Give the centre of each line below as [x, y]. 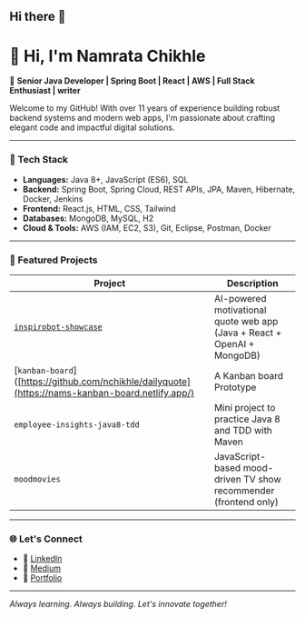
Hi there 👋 [38, 17]
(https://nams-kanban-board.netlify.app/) [104, 393]
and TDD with [243, 430]
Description [252, 283]
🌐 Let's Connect [46, 539]
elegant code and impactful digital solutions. [92, 127]
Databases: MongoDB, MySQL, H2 [88, 218]
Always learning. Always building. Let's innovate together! [118, 604]
